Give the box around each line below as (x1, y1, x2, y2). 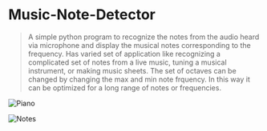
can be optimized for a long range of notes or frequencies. (27, 82, 222, 93)
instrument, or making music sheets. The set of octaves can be (27, 65, 237, 75)
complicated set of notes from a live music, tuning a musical (27, 58, 227, 67)
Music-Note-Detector (8, 6, 156, 24)
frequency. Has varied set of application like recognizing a (27, 49, 220, 58)
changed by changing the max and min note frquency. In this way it (27, 74, 251, 84)
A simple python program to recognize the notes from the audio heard (27, 32, 260, 42)
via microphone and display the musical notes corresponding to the (27, 40, 251, 50)
